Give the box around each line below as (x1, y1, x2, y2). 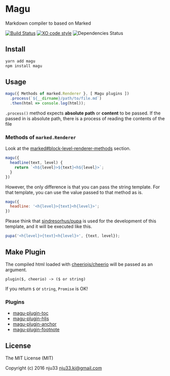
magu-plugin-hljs (12, 315, 50, 322)
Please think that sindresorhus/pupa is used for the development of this (5, 218, 157, 224)
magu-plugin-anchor (12, 321, 57, 327)
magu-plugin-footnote (12, 327, 60, 333)
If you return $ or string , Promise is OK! (5, 286, 88, 292)
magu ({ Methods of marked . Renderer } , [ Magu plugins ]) (5, 91, 130, 97)
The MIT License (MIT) (5, 355, 54, 361)
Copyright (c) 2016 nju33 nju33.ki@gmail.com (5, 365, 102, 371)
